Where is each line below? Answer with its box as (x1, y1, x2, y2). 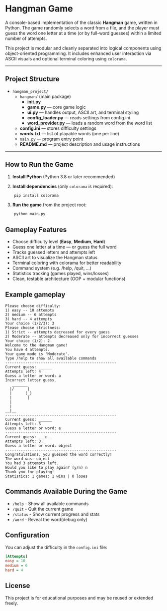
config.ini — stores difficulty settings (19, 125, 97, 131)
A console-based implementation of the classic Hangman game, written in (5, 19, 158, 25)
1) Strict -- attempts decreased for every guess (5, 329, 110, 334)
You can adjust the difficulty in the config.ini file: (5, 544, 108, 550)
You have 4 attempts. (5, 347, 50, 352)
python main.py (14, 212, 46, 217)
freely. (5, 600, 18, 606)
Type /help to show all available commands (5, 355, 97, 361)
